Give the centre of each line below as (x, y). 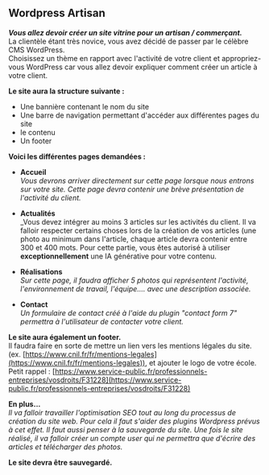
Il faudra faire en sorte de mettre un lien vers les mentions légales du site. (130, 345)
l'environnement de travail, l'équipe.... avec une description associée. (135, 288)
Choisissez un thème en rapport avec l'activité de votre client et (114, 58)
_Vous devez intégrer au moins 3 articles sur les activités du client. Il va (138, 221)
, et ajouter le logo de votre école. (201, 362)
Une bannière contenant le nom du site (85, 106)
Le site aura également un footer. (65, 337)
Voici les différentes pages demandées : (77, 156)
